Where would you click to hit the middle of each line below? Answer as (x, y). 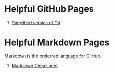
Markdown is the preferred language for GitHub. (53, 56)
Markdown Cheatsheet (35, 65)
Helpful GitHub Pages (49, 9)
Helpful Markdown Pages (57, 42)
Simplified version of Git (36, 23)
